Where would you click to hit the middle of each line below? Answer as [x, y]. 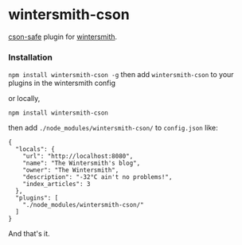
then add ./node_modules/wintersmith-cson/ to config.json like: [113, 128]
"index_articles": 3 [57, 185]
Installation [31, 57]
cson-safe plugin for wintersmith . [63, 37]
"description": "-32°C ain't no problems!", [98, 177]
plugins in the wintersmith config [62, 83]
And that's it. [29, 234]
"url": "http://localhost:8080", [78, 157]
